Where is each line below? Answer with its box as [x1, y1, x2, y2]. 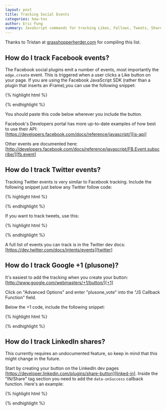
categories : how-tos [5, 16, 48, 21]
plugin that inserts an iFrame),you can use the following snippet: [5, 82, 136, 88]
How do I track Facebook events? [5, 53, 110, 62]
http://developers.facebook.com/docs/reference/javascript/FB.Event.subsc [6, 146, 160, 152]
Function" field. [5, 294, 37, 300]
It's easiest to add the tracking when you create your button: [5, 274, 128, 280]
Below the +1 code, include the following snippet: [5, 304, 105, 310]
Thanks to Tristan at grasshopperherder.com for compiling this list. [5, 39, 141, 45]
